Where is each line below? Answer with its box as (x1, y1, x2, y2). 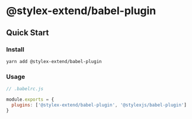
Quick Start (6, 28, 49, 38)
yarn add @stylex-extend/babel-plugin (6, 58, 102, 64)
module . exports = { (6, 96, 55, 103)
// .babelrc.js (6, 86, 44, 92)
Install (6, 45, 25, 54)
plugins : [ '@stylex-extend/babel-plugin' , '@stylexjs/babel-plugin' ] (11, 102, 187, 108)
